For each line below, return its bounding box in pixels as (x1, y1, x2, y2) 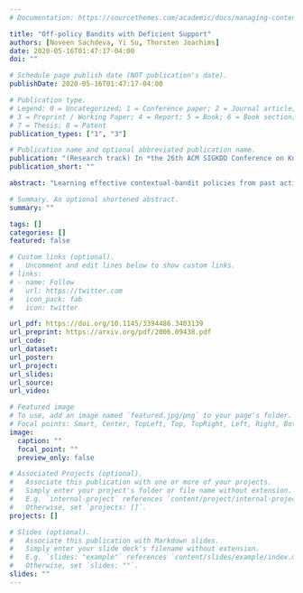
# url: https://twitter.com (9, 286, 124, 295)
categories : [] (9, 227, 67, 237)
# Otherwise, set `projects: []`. (9, 503, 147, 512)
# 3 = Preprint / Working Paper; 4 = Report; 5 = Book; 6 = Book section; (9, 112, 297, 122)
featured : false (9, 236, 70, 246)
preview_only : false (17, 453, 95, 462)
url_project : (9, 361, 59, 370)
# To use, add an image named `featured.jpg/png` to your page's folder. (9, 412, 293, 421)
